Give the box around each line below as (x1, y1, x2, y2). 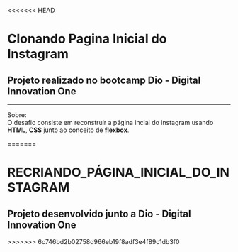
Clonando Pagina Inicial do (7, 31, 167, 47)
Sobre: (7, 111, 27, 119)
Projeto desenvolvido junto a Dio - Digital (7, 207, 191, 219)
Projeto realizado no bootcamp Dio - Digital (7, 74, 201, 86)
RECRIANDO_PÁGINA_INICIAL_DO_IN (7, 165, 230, 180)
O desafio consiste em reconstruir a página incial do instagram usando (7, 119, 214, 126)
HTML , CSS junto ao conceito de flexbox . (7, 126, 130, 134)
